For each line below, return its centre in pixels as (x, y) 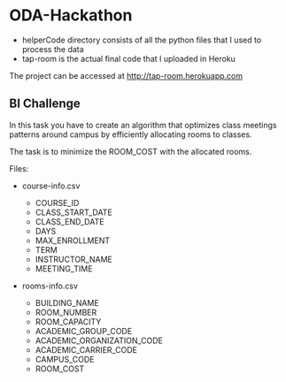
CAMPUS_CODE (65, 359)
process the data (53, 49)
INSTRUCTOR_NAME (73, 259)
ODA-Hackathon (71, 15)
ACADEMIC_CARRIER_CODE (86, 349)
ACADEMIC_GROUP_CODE (84, 331)
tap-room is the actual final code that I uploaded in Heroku (129, 58)
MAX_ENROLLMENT (73, 241)
